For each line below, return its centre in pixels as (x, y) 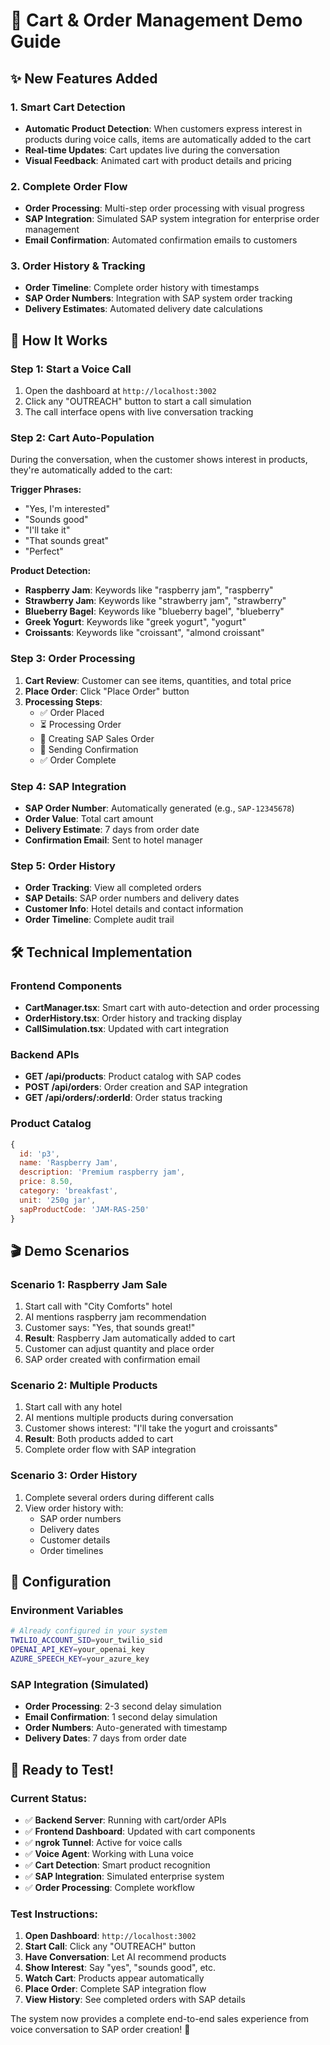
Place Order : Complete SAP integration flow (115, 1989)
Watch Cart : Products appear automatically (114, 1978)
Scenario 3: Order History (74, 1476)
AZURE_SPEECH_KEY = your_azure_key (80, 1659)
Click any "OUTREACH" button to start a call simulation (138, 401)
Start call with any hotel (73, 1407)
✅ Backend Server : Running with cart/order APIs (125, 1820)
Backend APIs (45, 1054)
